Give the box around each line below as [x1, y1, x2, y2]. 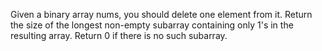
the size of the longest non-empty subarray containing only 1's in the [10, 19, 294, 31]
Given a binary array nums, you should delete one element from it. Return [10, 9, 313, 20]
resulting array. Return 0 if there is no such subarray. [10, 30, 228, 41]
